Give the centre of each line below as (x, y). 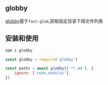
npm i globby (19, 50)
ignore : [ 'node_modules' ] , (43, 73)
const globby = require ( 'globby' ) (42, 59)
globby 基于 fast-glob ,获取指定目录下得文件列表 (54, 21)
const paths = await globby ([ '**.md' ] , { (49, 68)
